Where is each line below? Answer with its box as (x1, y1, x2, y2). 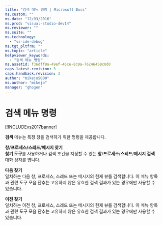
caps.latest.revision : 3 (5, 67, 56, 72)
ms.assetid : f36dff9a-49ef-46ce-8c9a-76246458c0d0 (5, 62, 111, 67)
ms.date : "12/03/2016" (5, 16, 52, 21)
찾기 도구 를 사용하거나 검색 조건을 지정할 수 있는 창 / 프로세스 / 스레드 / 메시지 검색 (5, 151, 155, 157)
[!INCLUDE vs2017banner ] (5, 124, 57, 130)
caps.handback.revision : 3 (5, 71, 60, 76)
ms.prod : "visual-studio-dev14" (5, 21, 71, 26)
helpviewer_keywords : (5, 53, 50, 58)
